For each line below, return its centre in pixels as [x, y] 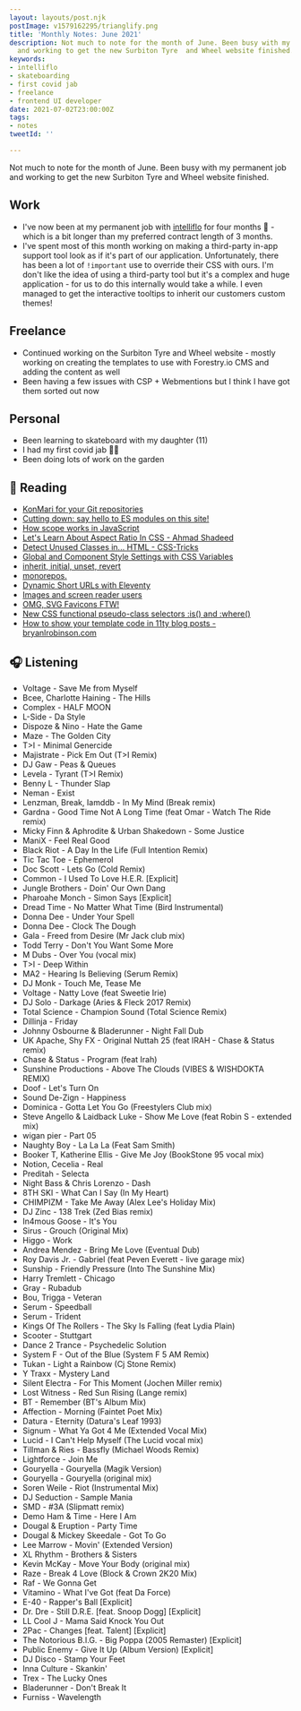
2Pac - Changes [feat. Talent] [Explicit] [94, 1630]
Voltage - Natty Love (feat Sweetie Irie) [95, 993]
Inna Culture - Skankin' [64, 1668]
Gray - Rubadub [52, 1287]
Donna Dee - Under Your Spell [78, 916]
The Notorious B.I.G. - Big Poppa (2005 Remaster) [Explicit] [132, 1639]
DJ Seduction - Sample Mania [77, 1497]
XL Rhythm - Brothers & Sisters [79, 1554]
